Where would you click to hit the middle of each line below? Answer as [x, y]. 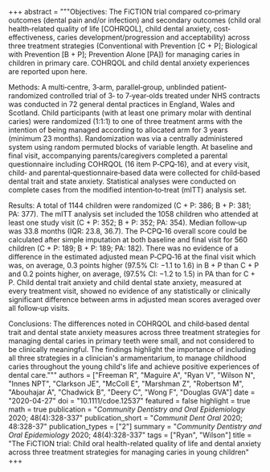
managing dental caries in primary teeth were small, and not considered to [131, 341]
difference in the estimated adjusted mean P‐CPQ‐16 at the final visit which [132, 257]
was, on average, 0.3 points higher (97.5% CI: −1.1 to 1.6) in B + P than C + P [134, 265]
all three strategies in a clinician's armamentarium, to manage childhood [127, 358]
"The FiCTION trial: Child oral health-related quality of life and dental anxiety [135, 443]
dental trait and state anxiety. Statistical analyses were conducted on [123, 181]
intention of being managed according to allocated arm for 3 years [118, 130]
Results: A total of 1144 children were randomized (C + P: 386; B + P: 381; [130, 205]
